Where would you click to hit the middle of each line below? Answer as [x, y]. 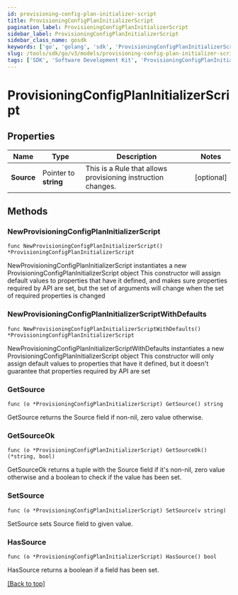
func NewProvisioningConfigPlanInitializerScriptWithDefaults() [104, 329]
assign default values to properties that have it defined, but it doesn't [108, 364]
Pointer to [58, 173]
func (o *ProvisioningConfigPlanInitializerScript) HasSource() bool [112, 557]
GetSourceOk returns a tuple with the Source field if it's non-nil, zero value [116, 470]
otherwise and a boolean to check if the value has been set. [95, 477]
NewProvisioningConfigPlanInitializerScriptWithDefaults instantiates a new [116, 348]
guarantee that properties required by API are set [79, 371]
